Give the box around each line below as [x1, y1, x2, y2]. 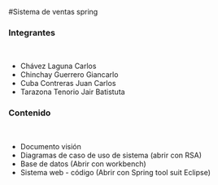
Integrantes [8, 27, 55, 38]
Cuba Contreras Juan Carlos [20, 79, 116, 88]
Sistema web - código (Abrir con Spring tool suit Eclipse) [20, 167, 211, 177]
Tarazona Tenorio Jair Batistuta [20, 87, 125, 97]
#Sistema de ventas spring [8, 7, 98, 16]
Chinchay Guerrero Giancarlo [20, 70, 119, 80]
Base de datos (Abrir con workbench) [20, 158, 146, 169]
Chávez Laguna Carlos [20, 61, 97, 71]
